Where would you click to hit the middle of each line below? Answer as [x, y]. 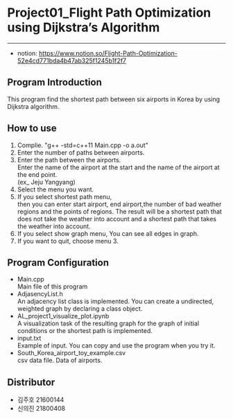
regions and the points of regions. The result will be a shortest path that [119, 211]
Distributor [31, 382]
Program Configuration [58, 263]
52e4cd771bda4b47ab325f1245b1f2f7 [72, 60]
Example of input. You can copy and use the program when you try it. [116, 345]
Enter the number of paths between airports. [81, 152]
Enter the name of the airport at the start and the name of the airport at [118, 167]
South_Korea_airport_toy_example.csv [71, 353]
